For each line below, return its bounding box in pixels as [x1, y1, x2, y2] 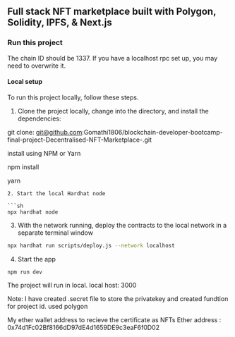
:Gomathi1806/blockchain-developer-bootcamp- [82, 128, 224, 136]
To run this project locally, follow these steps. [7, 93, 139, 102]
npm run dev [7, 268, 42, 276]
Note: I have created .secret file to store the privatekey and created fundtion [7, 294, 229, 302]
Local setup [7, 78, 42, 86]
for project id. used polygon [7, 302, 88, 310]
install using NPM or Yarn [7, 149, 81, 157]
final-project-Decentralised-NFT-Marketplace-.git [7, 135, 152, 144]
